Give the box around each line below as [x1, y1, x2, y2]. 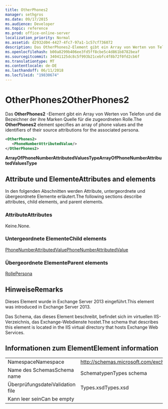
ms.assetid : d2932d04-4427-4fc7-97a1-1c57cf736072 [5, 40, 113, 45]
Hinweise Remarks [5, 285, 63, 294]
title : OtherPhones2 [5, 7, 48, 13]
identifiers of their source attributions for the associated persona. [5, 126, 140, 133]
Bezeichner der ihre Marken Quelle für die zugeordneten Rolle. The [5, 116, 142, 122]
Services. [5, 329, 25, 335]
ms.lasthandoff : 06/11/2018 [5, 68, 64, 73]
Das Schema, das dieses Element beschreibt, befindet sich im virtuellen [5, 313, 153, 319]
